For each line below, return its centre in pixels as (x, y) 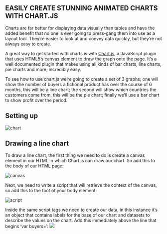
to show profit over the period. (36, 100)
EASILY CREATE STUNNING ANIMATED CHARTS (82, 8)
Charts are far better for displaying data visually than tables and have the (80, 28)
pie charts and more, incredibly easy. (43, 69)
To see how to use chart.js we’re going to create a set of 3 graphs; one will (82, 79)
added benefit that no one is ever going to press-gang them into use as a (80, 33)
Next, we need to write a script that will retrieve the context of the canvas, (81, 185)
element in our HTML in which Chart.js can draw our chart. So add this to (80, 161)
